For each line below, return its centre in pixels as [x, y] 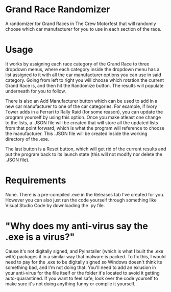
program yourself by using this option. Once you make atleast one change [83, 117]
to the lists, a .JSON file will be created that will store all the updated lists [82, 122]
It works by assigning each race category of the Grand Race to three [77, 64]
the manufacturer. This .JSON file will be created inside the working [76, 133]
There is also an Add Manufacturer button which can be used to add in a [81, 101]
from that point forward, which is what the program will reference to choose [85, 128]
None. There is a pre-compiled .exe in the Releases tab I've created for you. [85, 194]
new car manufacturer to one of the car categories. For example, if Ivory [81, 106]
